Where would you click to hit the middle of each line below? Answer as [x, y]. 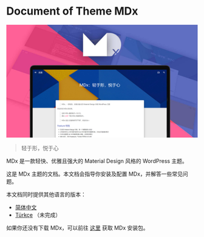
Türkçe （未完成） [38, 215]
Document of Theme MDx [72, 11]
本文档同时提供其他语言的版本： [46, 194]
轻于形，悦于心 [40, 148]
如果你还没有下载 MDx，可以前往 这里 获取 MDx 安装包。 [77, 228]
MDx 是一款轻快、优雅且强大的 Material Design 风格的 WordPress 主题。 [97, 161]
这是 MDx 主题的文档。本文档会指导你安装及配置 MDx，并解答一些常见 [95, 174]
